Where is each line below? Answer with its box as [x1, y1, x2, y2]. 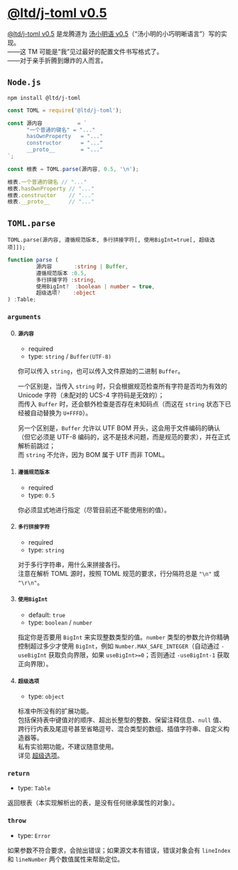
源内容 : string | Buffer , [36, 263, 129, 270]
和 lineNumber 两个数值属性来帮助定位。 [7, 854, 124, 863]
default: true [28, 610, 66, 619]
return [7, 770, 31, 777]
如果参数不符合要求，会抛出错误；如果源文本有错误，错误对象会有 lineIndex [7, 846, 231, 854]
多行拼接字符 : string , [36, 276, 97, 283]
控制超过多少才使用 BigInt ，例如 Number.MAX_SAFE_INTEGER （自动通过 [17, 641, 220, 650]
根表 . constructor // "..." [7, 192, 94, 199]
